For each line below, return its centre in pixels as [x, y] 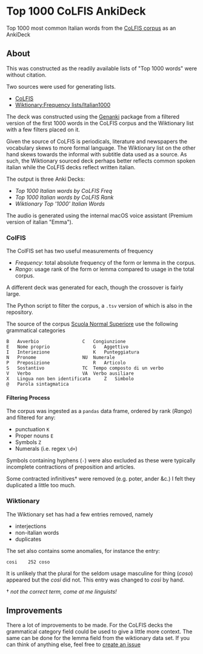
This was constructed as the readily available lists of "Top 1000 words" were [102, 68]
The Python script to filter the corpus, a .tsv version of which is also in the [99, 306]
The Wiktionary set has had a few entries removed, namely [80, 514]
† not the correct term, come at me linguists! [62, 591]
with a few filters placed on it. [43, 130]
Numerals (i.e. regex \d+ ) [46, 449]
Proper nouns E [34, 436]
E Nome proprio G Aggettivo [68, 347]
